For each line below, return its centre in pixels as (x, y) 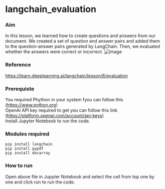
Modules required (27, 134)
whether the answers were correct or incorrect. (54, 52)
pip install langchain (29, 144)
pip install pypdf (24, 149)
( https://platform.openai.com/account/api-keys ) (55, 116)
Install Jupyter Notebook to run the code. (48, 121)
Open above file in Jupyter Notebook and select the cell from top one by (80, 176)
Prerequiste (20, 89)
